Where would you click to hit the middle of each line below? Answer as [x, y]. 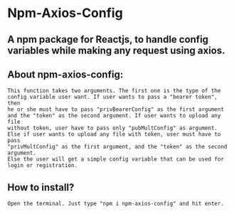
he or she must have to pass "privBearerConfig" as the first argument [116, 109]
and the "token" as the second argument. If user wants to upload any [114, 116]
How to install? [41, 187]
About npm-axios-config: [65, 74]
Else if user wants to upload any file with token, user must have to [114, 134]
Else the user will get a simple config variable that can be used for [116, 159]
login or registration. [43, 166]
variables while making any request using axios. [116, 50]
